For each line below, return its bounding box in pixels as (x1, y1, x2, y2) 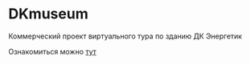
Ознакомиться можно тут (8, 46, 96, 56)
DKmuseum (8, 5, 88, 23)
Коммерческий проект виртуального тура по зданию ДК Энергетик (8, 31, 243, 41)
